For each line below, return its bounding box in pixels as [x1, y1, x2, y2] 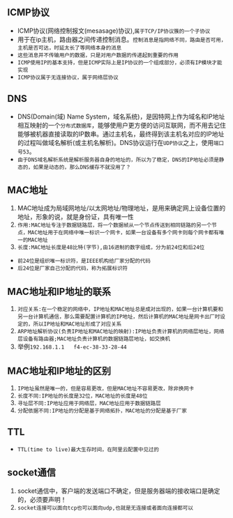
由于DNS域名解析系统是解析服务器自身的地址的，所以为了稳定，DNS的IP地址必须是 [17, 156, 220, 163]
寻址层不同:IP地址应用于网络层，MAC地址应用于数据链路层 [17, 400, 162, 407]
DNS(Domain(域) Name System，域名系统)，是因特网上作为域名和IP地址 [17, 112, 225, 121]
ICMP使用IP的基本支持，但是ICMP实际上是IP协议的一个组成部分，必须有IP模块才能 [17, 59, 223, 66]
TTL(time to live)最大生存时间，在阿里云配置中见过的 [17, 445, 159, 453]
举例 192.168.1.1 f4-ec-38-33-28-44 [17, 342, 127, 351]
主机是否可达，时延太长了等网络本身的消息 [17, 44, 122, 51]
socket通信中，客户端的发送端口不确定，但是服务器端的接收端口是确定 [17, 487, 220, 495]
